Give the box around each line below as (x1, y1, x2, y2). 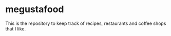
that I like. (5, 25, 26, 31)
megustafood (5, 4, 64, 15)
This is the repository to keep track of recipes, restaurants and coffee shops (5, 20, 166, 26)
